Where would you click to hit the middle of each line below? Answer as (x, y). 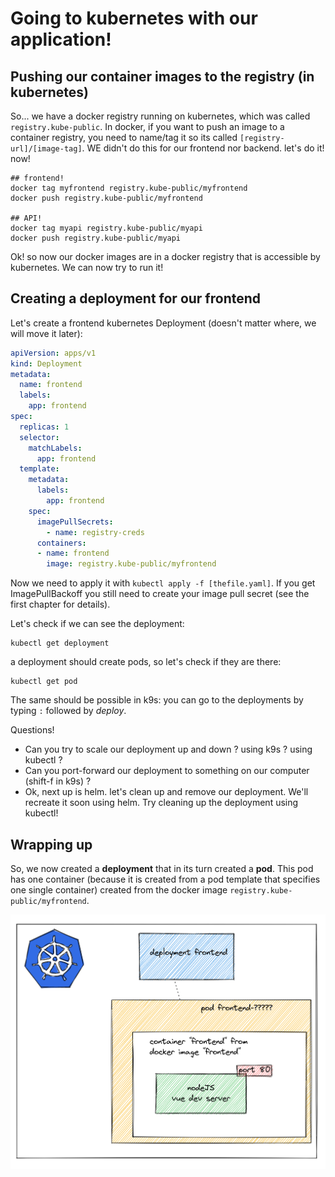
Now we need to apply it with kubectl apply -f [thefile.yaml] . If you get (163, 583)
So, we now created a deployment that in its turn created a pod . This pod (162, 868)
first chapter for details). (60, 604)
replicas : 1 (44, 427)
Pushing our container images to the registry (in (162, 76)
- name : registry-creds (95, 532)
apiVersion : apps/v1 (53, 353)
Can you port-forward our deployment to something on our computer (167, 771)
